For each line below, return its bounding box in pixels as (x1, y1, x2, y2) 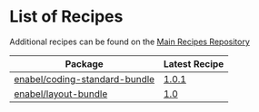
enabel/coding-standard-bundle (14, 72, 155, 85)
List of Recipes (9, 6, 124, 27)
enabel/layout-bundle (14, 88, 108, 100)
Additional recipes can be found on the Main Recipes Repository (9, 36, 250, 47)
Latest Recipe (163, 57, 224, 70)
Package (65, 57, 105, 70)
